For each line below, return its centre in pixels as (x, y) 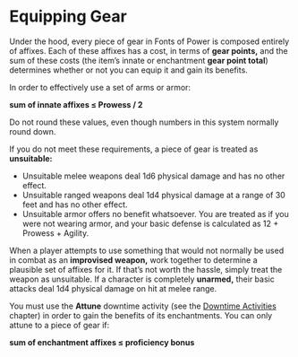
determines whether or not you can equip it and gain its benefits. (128, 70)
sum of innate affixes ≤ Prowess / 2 (76, 104)
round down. (33, 131)
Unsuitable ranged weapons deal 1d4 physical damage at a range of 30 (154, 195)
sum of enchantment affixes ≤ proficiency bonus (102, 342)
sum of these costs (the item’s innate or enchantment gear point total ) (139, 60)
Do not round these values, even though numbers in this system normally (144, 122)
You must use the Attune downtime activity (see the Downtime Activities (143, 306)
